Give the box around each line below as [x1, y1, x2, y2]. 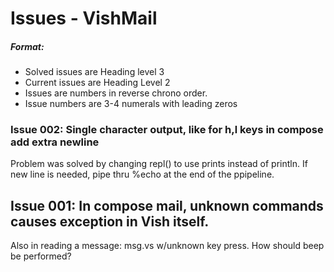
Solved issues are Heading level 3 [24, 66, 165, 78]
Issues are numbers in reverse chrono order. [24, 87, 208, 99]
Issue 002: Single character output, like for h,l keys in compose [10, 123, 324, 137]
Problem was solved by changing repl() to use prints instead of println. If [10, 158, 308, 170]
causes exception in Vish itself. [10, 213, 210, 230]
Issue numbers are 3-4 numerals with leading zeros [24, 98, 238, 110]
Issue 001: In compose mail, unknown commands [10, 197, 324, 214]
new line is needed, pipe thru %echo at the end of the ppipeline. [10, 168, 275, 181]
